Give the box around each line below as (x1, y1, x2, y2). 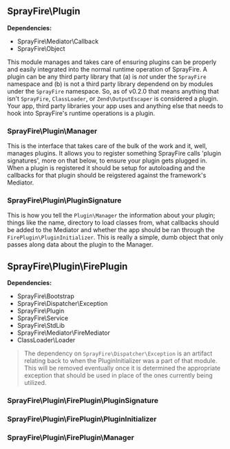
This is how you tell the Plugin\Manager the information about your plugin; (7, 211, 216, 220)
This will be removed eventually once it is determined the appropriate (23, 364, 221, 373)
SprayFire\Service (17, 314, 69, 322)
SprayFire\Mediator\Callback (17, 37, 98, 45)
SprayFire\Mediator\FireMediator (17, 328, 110, 337)
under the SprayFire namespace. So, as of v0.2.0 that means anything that (7, 87, 219, 95)
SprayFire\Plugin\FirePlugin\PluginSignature (7, 396, 158, 406)
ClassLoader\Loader (17, 336, 76, 344)
